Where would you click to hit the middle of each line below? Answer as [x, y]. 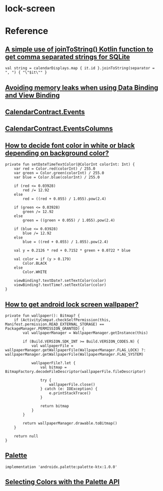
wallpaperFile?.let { [54, 363]
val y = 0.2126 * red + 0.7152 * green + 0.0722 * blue [72, 251]
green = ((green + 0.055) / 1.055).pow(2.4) [69, 220]
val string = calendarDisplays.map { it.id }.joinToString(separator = [80, 68]
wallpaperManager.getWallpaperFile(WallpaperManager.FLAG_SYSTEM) [74, 354]
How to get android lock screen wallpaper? [72, 304]
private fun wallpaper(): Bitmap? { [42, 315]
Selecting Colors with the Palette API [62, 482]
